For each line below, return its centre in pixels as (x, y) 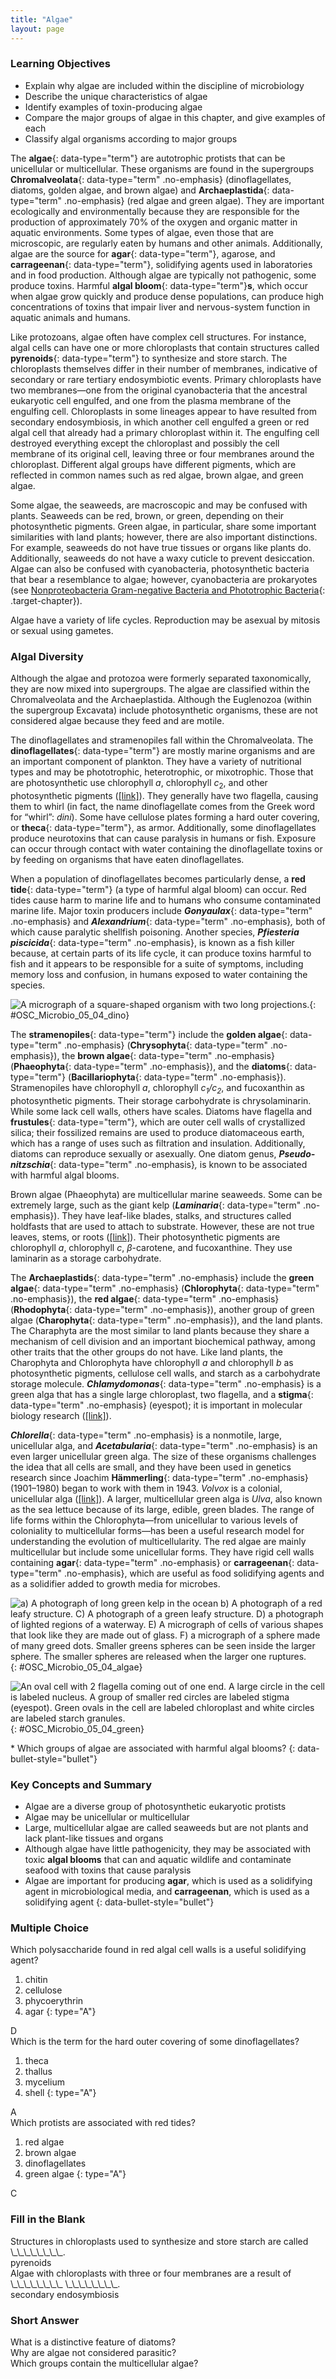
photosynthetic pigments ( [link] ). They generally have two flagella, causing (164, 795)
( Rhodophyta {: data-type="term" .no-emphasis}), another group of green (162, 1309)
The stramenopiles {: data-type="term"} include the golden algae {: (149, 1034)
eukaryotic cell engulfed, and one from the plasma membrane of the (151, 400)
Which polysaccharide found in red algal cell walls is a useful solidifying (158, 1950)
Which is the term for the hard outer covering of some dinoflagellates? (155, 2042)
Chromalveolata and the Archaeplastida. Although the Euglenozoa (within (161, 700)
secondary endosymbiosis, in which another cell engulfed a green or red (160, 422)
